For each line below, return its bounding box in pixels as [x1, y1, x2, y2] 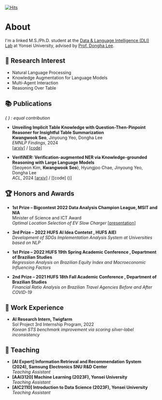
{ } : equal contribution [5, 115, 50, 121]
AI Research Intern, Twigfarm [12, 316, 73, 322]
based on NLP [12, 240, 41, 246]
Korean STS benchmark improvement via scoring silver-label [12, 327, 134, 333]
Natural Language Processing [12, 69, 72, 75]
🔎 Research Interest [5, 57, 65, 65]
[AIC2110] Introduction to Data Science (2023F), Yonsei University [12, 385, 148, 390]
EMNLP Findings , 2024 [12, 139, 59, 145]
